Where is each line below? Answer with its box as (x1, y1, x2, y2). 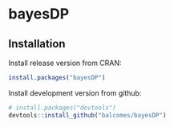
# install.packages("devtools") (8, 104, 116, 112)
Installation (8, 37, 66, 51)
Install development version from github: (8, 88, 142, 97)
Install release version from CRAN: (8, 58, 122, 68)
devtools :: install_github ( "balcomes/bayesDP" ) (8, 111, 167, 119)
